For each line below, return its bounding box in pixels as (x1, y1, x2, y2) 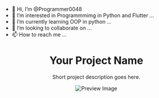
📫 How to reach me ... (11, 31, 67, 38)
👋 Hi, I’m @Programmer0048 (11, 6, 82, 12)
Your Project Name (49, 54, 144, 67)
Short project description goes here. (52, 73, 141, 80)
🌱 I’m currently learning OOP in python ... (11, 18, 112, 25)
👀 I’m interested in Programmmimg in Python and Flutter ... (11, 12, 155, 19)
